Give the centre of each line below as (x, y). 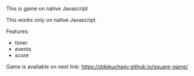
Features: (18, 31)
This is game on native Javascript (47, 9)
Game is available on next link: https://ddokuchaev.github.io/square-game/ (97, 67)
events (23, 49)
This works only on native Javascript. (52, 20)
